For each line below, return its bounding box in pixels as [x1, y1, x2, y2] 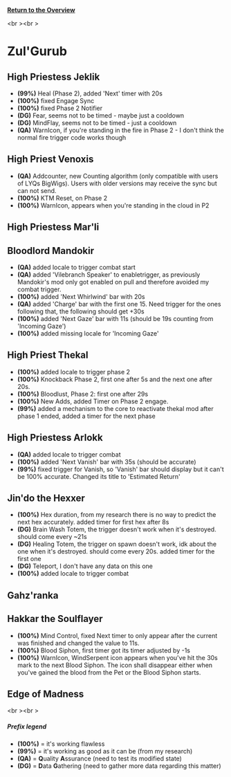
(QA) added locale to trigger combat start [17, 263, 136, 272]
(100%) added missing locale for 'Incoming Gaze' [17, 329, 159, 338]
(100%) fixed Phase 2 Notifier [17, 104, 102, 112]
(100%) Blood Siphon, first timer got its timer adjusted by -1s [17, 646, 191, 655]
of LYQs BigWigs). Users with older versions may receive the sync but [17, 179, 217, 188]
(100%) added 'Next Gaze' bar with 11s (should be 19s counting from [17, 315, 214, 323]
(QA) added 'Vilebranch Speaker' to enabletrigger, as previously [17, 271, 201, 279]
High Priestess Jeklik [7, 71, 100, 82]
